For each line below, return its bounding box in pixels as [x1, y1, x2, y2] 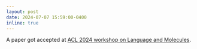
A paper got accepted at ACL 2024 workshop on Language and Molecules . [6, 36, 192, 44]
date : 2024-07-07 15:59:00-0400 [6, 14, 87, 20]
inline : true [6, 20, 39, 26]
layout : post [6, 8, 39, 15]
